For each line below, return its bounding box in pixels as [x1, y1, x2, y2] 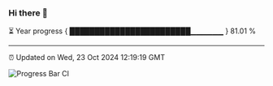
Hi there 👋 [8, 7, 49, 19]
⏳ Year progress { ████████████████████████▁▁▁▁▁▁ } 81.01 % [8, 26, 257, 36]
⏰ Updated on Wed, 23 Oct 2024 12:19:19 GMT [8, 53, 165, 62]
